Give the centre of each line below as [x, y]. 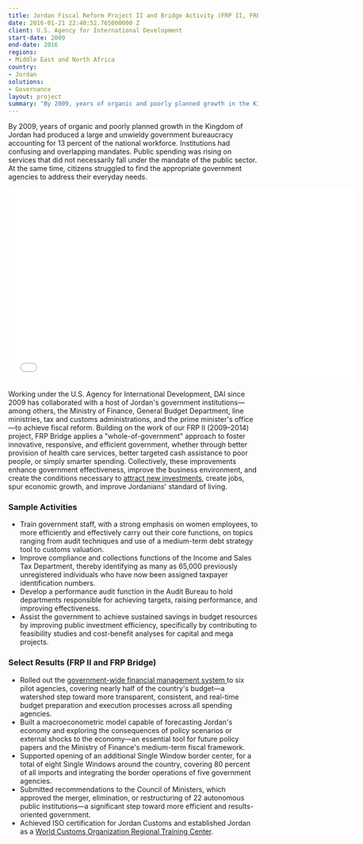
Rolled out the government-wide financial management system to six [132, 680]
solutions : [26, 82]
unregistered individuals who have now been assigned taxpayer [124, 575]
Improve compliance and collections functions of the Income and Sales [136, 558]
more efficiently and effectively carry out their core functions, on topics [136, 533]
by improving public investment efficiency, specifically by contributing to [138, 625]
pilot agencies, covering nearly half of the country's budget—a [122, 688]
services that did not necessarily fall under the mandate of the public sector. [133, 160]
